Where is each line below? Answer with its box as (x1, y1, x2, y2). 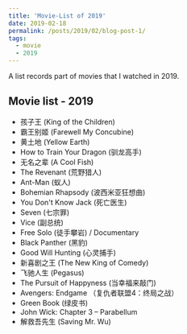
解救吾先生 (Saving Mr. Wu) (19, 316, 111, 326)
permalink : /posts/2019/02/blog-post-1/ (8, 27, 147, 35)
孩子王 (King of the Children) (19, 117, 115, 126)
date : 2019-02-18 (8, 19, 67, 27)
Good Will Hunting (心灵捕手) (19, 247, 117, 258)
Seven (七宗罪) (19, 207, 70, 217)
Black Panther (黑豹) (19, 237, 89, 247)
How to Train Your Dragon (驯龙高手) (19, 146, 143, 157)
